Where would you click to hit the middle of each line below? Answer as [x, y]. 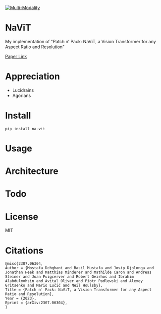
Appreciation [33, 77]
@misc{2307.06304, [24, 264]
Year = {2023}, [21, 299]
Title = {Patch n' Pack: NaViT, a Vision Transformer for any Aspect [79, 290]
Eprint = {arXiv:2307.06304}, [36, 303]
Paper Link [16, 56]
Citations [24, 250]
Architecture [32, 171]
